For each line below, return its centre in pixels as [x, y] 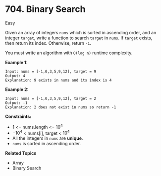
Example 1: [17, 62]
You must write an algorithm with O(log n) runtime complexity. [69, 53]
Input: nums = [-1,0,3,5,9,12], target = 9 [51, 71]
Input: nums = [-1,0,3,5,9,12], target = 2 [51, 98]
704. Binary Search [45, 9]
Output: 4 [15, 76]
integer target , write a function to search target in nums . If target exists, [79, 38]
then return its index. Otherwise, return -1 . [48, 43]
